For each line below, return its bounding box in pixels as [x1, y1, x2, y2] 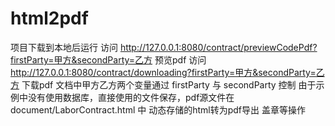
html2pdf [10, 7, 89, 30]
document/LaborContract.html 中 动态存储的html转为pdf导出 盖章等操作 [10, 103, 306, 116]
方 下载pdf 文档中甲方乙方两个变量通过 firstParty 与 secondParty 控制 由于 [10, 78, 317, 91]
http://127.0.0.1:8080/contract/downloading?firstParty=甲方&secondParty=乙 [10, 66, 325, 78]
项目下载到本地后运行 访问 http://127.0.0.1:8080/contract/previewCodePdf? [10, 41, 318, 53]
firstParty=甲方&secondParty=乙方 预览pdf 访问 [10, 53, 207, 66]
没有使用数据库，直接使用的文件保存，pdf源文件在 [27, 91, 235, 103]
